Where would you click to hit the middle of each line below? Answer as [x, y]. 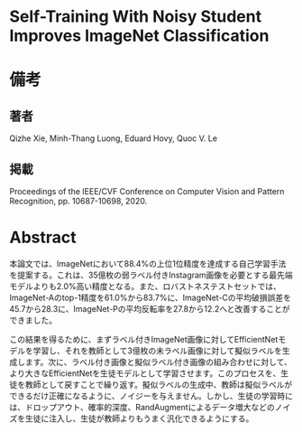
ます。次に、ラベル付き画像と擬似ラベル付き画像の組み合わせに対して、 [159, 362]
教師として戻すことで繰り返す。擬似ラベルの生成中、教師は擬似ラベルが [159, 384]
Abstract [43, 238]
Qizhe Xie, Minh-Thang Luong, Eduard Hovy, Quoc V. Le [114, 138]
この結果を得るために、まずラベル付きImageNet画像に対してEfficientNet [144, 339]
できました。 [33, 320]
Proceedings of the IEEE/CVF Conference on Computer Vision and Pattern [147, 191]
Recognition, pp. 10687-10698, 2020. [78, 201]
